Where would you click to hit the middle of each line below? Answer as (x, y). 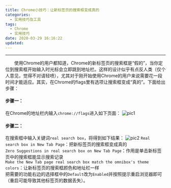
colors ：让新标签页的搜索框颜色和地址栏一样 (52, 168)
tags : (11, 24)
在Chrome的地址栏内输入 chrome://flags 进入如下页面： (63, 113)
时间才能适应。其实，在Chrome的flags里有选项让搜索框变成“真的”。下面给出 (85, 82)
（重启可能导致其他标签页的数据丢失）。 (47, 180)
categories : (18, 15)
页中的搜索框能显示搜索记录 (34, 157)
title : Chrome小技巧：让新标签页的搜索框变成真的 (52, 10)
